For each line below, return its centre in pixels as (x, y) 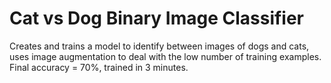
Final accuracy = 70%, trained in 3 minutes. (99, 67)
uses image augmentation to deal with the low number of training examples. (165, 56)
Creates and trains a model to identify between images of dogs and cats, (159, 46)
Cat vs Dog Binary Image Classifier (157, 18)
